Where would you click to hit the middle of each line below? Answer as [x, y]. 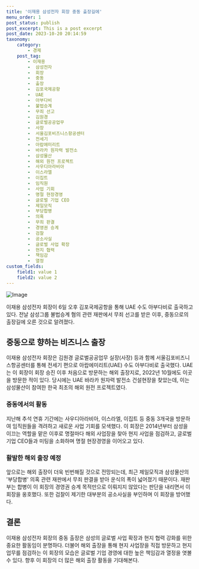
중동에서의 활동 [27, 405]
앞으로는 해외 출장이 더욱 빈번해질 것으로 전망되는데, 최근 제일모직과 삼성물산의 [98, 472]
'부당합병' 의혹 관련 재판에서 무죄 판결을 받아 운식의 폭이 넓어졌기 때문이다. [93, 480]
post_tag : [29, 56]
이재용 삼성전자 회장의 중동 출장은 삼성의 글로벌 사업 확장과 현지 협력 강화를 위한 [99, 537]
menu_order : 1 [24, 17]
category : [29, 45]
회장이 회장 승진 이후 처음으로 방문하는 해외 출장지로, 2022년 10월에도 [100, 372]
